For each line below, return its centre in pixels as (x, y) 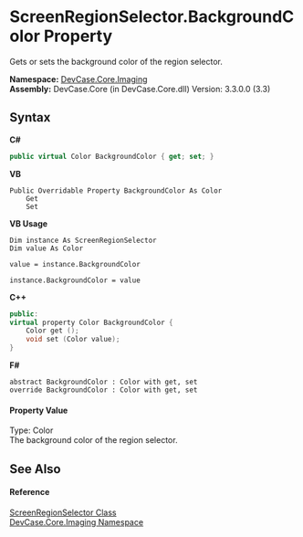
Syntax (30, 117)
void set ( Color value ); (73, 340)
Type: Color (31, 430)
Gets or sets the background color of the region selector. (116, 61)
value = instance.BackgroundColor (75, 264)
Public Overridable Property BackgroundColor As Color (116, 190)
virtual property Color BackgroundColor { (91, 322)
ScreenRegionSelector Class (63, 512)
